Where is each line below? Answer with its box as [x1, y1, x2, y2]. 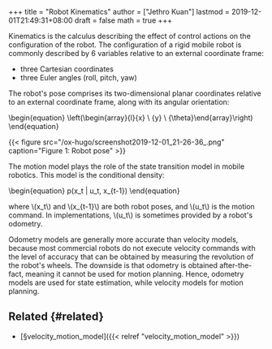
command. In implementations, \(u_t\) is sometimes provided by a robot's [8, 210, 253, 220]
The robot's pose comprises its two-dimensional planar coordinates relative [8, 88, 261, 98]
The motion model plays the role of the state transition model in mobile [8, 162, 245, 171]
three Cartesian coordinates [19, 64, 114, 74]
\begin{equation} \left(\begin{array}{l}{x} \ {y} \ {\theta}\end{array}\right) [8, 113, 253, 123]
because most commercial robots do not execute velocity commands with [8, 243, 256, 252]
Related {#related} [8, 310, 104, 324]
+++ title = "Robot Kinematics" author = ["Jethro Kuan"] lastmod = [8, 7, 230, 16]
